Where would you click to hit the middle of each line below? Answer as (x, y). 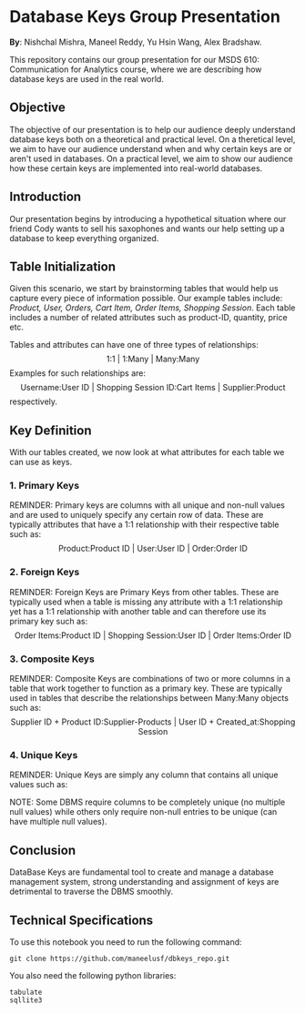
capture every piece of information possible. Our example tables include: (146, 299)
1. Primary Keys (45, 486)
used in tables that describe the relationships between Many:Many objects (149, 698)
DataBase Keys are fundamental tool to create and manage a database (142, 872)
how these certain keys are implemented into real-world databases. (136, 168)
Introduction (46, 197)
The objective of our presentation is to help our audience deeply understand (152, 129)
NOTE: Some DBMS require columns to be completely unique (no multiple (147, 802)
